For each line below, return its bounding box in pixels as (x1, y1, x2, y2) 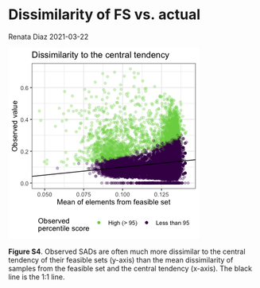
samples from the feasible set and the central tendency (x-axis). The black (8, 263, 253, 273)
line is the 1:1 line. (8, 272, 65, 282)
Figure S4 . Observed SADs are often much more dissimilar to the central (8, 247, 246, 256)
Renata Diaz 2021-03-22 (8, 32, 89, 41)
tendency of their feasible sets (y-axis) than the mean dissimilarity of (8, 255, 234, 264)
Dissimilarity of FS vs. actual (8, 6, 201, 24)
